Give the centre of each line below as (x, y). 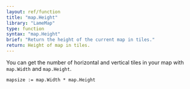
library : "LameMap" (31, 23)
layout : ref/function (33, 12)
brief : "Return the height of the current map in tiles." (81, 40)
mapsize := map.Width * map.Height (51, 80)
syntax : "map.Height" (33, 34)
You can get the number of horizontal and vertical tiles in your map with (95, 62)
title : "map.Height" (32, 17)
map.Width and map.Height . (39, 69)
